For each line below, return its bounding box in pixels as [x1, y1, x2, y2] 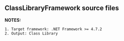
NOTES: [4, 17, 21, 23]
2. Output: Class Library [4, 31, 58, 36]
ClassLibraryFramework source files [4, 4, 119, 12]
